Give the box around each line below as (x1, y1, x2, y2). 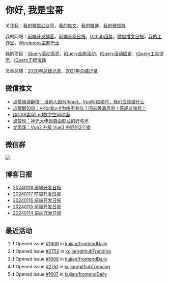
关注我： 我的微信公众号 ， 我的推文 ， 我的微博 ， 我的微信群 (5, 22, 126, 29)
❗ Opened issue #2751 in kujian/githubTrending (12, 264, 110, 270)
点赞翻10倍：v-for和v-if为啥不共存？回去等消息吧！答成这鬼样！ (12, 105, 147, 111)
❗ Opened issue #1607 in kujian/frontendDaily (12, 271, 107, 277)
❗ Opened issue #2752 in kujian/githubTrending (12, 248, 111, 254)
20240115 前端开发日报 (12, 203, 61, 210)
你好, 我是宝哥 (5, 5, 64, 16)
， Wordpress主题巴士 (14, 39, 60, 46)
